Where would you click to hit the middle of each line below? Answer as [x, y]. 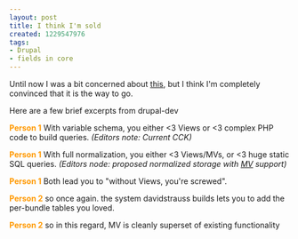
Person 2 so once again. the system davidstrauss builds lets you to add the [147, 198]
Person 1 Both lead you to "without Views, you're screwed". [118, 181]
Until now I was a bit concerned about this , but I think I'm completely [135, 84]
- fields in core [41, 59]
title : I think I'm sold [55, 26]
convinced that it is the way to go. [71, 93]
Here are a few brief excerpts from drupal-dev [94, 111]
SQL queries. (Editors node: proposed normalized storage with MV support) [148, 164]
